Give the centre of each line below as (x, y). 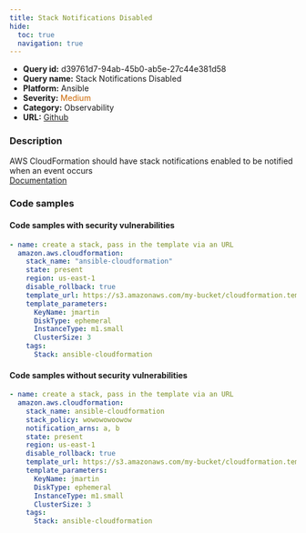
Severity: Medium (56, 98)
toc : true (36, 35)
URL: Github (46, 117)
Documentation (38, 180)
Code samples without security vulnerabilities (99, 375)
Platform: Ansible (56, 88)
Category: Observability (68, 108)
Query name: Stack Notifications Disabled (102, 79)
